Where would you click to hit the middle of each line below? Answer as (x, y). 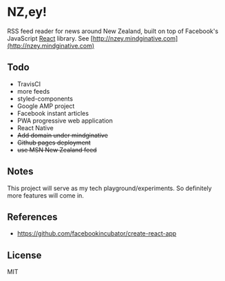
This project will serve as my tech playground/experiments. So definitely (109, 188)
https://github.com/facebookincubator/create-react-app (97, 233)
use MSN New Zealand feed (57, 149)
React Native (35, 127)
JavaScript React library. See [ (50, 38)
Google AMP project (46, 106)
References (32, 217)
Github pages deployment (54, 143)
